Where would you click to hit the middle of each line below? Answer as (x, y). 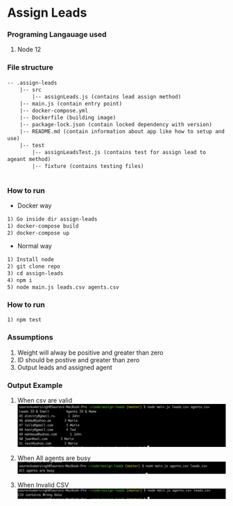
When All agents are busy (54, 458)
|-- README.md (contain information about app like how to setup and (122, 131)
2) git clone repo (34, 267)
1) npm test (24, 320)
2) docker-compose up (38, 233)
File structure (30, 67)
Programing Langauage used (57, 35)
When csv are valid (45, 400)
